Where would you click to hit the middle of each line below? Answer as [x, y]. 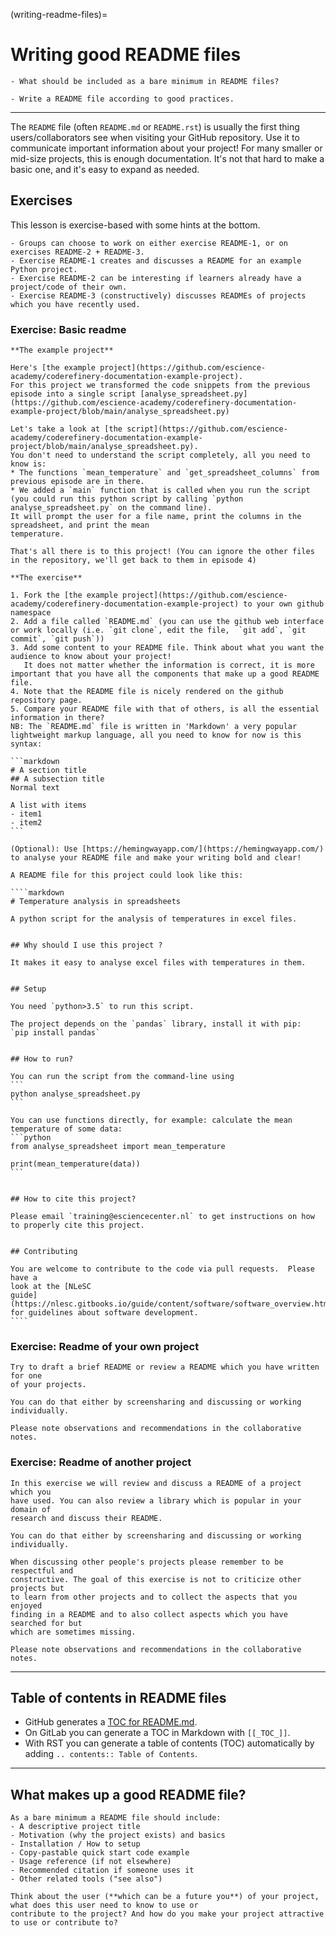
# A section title [48, 770]
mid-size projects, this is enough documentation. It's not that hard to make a [167, 158]
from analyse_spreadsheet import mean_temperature [118, 1147]
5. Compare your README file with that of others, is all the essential [165, 709]
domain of [31, 1509]
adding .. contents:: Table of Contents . [111, 1754]
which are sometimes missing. [73, 1632]
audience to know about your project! [91, 657]
